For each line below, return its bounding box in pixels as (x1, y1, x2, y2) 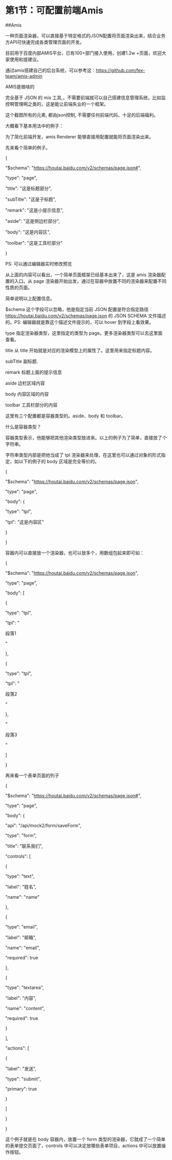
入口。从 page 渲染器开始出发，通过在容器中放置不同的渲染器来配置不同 (14, 278, 167, 284)
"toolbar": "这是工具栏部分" (5, 240, 63, 246)
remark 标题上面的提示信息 (5, 369, 62, 375)
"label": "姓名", (5, 883, 37, 890)
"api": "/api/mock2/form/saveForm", (5, 822, 82, 828)
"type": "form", (5, 832, 37, 838)
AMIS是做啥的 (5, 83, 35, 90)
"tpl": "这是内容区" (5, 519, 45, 525)
